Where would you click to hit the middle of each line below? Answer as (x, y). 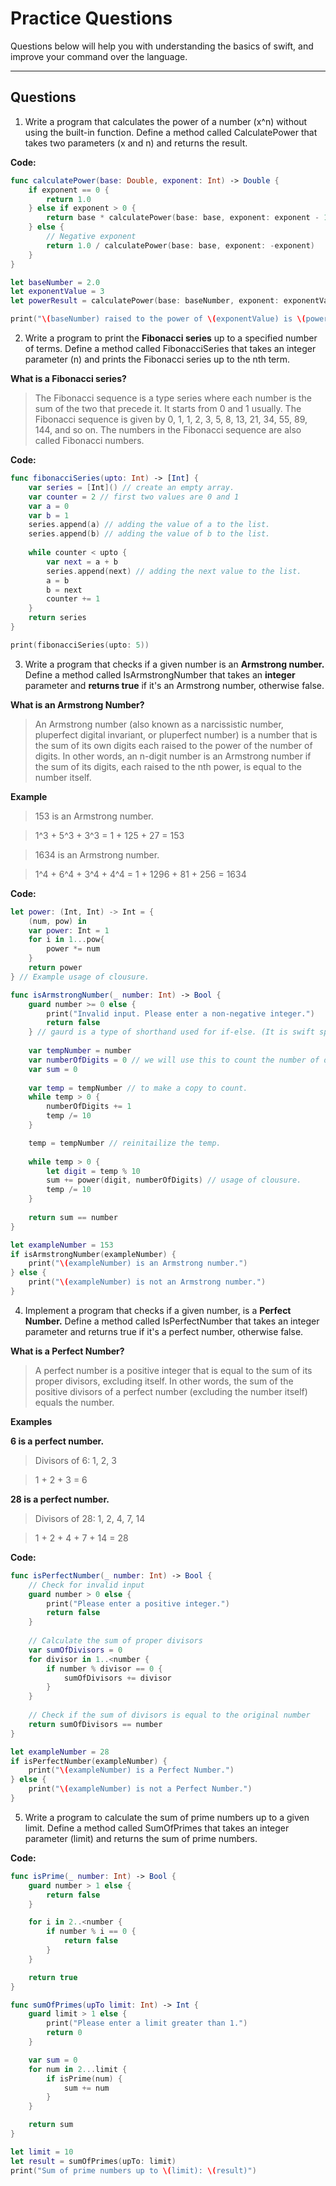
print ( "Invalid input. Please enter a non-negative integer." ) (180, 1013)
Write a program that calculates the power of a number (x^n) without (166, 121)
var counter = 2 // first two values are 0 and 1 (134, 497)
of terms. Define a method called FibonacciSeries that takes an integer (170, 348)
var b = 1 (49, 515)
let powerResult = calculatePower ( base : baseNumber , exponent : (145, 301)
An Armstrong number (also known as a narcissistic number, (159, 724)
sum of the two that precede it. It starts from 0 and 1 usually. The (168, 408)
